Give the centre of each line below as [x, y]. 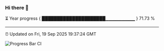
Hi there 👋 [17, 8]
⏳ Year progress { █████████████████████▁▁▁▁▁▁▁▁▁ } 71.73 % [80, 18]
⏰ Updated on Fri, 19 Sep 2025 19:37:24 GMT [51, 34]
